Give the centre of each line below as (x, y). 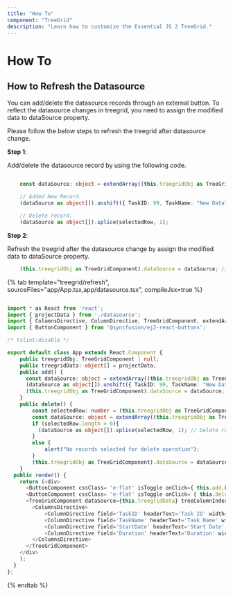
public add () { (42, 372)
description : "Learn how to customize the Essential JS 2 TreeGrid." (110, 26)
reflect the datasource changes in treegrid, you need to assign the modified (115, 110)
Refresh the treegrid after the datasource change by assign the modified (111, 249)
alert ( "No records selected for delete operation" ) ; (122, 449)
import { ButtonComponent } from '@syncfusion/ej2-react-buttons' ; (107, 328)
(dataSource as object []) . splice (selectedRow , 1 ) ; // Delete (128, 430)
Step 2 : (18, 235)
